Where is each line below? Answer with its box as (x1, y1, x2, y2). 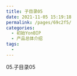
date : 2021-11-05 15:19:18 (6, 14, 72, 20)
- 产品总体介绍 (11, 36, 43, 42)
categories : (6, 25, 35, 31)
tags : (6, 42, 19, 47)
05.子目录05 (6, 63, 36, 70)
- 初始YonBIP (11, 30, 41, 36)
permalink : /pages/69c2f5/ (6, 19, 72, 25)
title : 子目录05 (6, 8, 43, 15)
